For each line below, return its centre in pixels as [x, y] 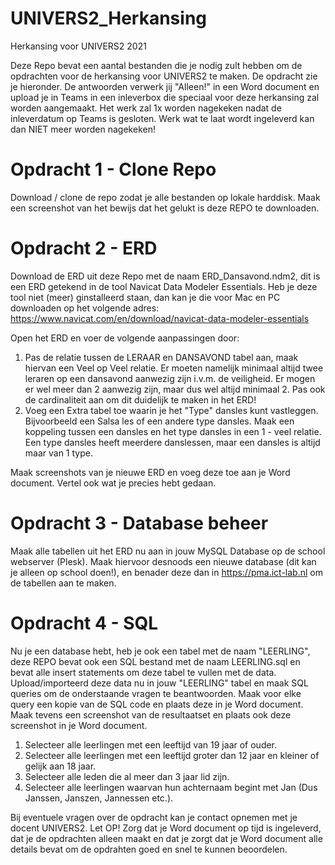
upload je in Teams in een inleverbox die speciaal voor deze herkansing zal [165, 97]
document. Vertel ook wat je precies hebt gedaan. [113, 483]
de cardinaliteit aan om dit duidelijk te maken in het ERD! [140, 399]
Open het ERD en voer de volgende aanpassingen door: [125, 338]
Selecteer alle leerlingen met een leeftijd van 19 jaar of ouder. [151, 744]
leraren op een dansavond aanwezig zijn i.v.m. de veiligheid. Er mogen [170, 378]
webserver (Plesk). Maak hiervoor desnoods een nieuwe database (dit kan [163, 561]
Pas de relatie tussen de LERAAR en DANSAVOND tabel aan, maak [161, 357]
